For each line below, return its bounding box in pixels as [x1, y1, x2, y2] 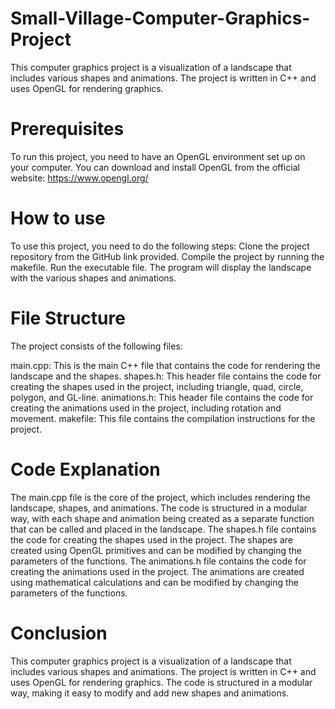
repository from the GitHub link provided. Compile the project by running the [10, 250, 325, 262]
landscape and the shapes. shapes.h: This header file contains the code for [10, 370, 322, 382]
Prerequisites [10, 118, 125, 141]
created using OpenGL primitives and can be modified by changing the [10, 544, 302, 556]
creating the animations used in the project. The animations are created [10, 565, 305, 577]
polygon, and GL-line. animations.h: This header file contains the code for [10, 391, 314, 403]
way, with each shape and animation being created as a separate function [10, 512, 315, 524]
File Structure [10, 307, 126, 329]
